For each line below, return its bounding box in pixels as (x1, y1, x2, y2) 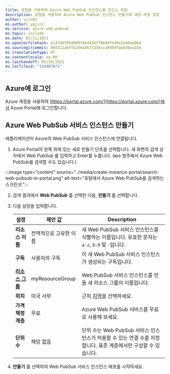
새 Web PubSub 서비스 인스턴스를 (81, 226, 159, 233)
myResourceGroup (31, 275, 76, 282)
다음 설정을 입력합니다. (12, 203, 58, 209)
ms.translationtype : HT (5, 50, 56, 55)
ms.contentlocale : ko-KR (5, 54, 58, 60)
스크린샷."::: (5, 181, 29, 188)
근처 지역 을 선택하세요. (81, 292, 133, 300)
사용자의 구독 (31, 254, 61, 261)
